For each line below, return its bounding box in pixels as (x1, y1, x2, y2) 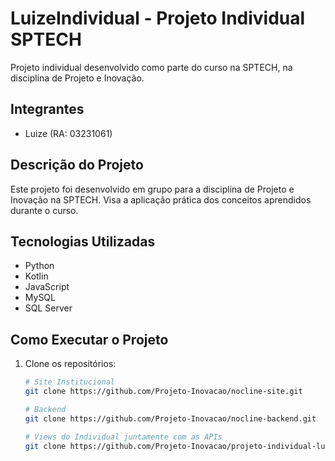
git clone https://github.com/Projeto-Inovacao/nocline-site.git (24, 387, 303, 397)
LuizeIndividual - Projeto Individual (10, 7, 306, 30)
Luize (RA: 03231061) (24, 127, 113, 139)
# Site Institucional (24, 377, 115, 387)
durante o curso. (10, 204, 79, 216)
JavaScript (24, 281, 70, 293)
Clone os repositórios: (24, 358, 117, 370)
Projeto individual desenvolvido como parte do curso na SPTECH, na (10, 61, 293, 73)
